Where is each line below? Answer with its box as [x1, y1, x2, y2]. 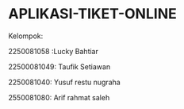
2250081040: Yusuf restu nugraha [8, 77, 121, 87]
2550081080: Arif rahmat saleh [8, 92, 110, 102]
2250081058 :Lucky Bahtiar [8, 46, 99, 56]
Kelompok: [8, 31, 44, 41]
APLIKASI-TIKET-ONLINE [8, 5, 177, 23]
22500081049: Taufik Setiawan [8, 61, 111, 72]
